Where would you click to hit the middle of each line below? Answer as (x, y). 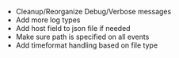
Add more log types (48, 20)
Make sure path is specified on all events (82, 37)
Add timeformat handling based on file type (87, 45)
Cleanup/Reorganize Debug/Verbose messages (93, 12)
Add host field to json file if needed (73, 28)
